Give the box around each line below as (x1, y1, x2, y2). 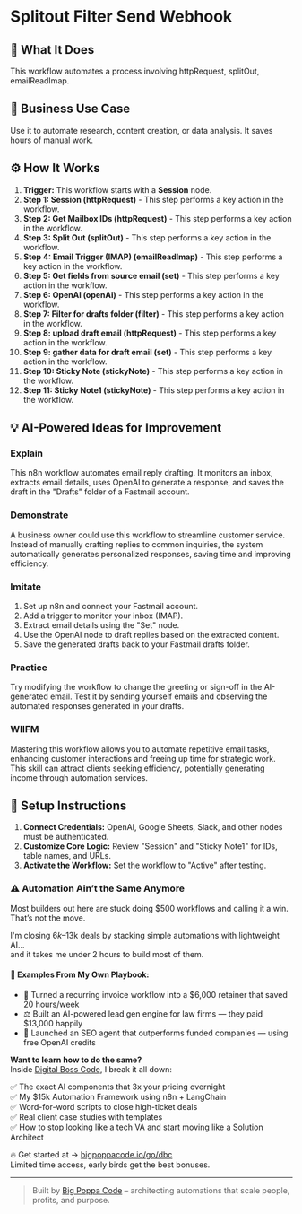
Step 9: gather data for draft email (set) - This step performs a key (22, 346, 272, 357)
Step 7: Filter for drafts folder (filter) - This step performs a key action (22, 308, 285, 319)
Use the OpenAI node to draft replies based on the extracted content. (22, 629, 280, 640)
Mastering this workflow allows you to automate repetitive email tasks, (10, 743, 270, 755)
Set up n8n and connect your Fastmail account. (22, 600, 199, 611)
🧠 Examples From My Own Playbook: (10, 969, 150, 980)
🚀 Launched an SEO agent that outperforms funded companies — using (22, 1027, 289, 1038)
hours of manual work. (10, 135, 93, 145)
